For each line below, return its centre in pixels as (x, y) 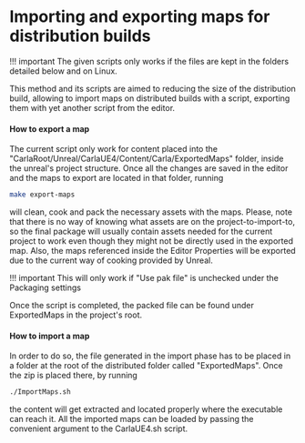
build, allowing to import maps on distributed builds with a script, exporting (150, 98)
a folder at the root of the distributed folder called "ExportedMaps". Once (147, 366)
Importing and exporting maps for (140, 17)
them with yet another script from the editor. (92, 107)
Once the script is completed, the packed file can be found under (132, 306)
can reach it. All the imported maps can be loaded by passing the (132, 419)
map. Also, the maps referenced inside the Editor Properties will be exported (152, 251)
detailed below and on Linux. (64, 71)
